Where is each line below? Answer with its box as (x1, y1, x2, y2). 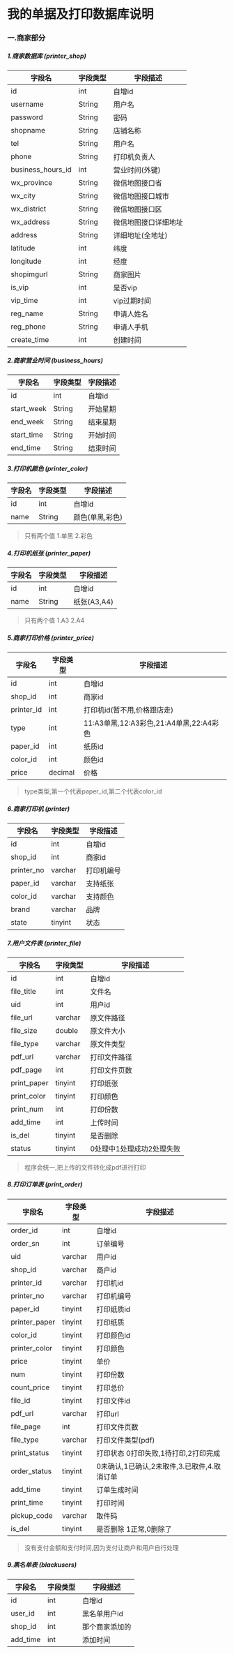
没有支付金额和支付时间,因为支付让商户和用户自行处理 (24, 1543, 179, 1551)
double (55, 1025, 79, 1035)
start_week (10, 404, 47, 414)
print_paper (10, 1078, 49, 1087)
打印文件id (96, 1396, 131, 1406)
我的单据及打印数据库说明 (7, 6, 155, 22)
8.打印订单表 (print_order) (7, 1180, 83, 1189)
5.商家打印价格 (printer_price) (7, 633, 94, 642)
